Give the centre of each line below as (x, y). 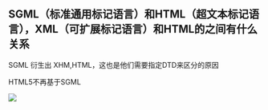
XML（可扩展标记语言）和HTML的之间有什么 (146, 29)
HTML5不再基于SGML (45, 81)
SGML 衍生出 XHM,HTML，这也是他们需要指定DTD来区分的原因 (114, 65)
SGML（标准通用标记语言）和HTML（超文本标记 (129, 14)
